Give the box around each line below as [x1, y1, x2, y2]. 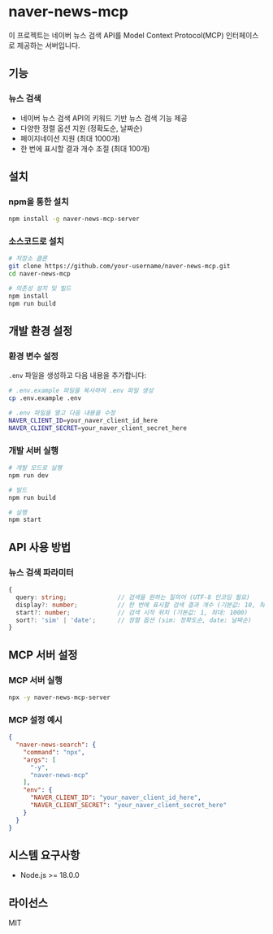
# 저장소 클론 [8, 254, 48, 263]
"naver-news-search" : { [15, 741, 96, 749]
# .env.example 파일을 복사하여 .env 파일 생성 [8, 387, 154, 395]
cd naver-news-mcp [8, 270, 71, 278]
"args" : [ [23, 755, 57, 764]
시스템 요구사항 [8, 848, 80, 862]
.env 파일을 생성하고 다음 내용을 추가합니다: [8, 371, 147, 380]
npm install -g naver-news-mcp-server [8, 215, 140, 224]
